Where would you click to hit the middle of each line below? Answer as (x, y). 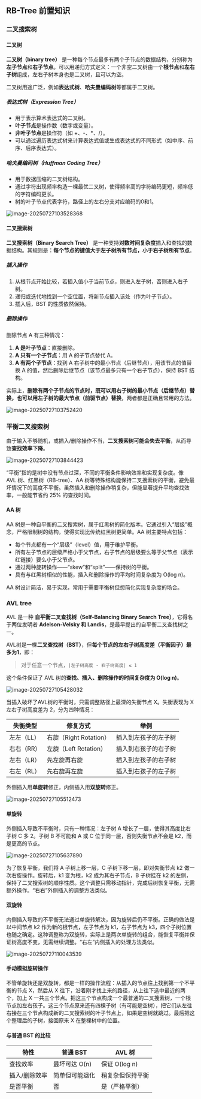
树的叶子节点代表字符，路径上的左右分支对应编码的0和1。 (86, 202)
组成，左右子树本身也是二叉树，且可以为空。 (72, 74)
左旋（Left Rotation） (77, 749)
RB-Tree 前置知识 (38, 11)
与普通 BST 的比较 (28, 1035)
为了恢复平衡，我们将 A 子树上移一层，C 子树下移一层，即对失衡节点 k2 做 (98, 867)
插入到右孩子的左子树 (146, 771)
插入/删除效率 (28, 1076)
